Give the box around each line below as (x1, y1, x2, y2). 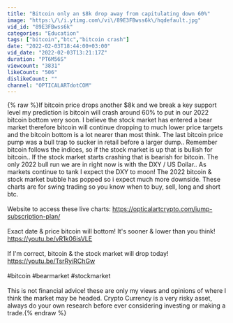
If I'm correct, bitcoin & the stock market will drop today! (7, 250, 169, 258)
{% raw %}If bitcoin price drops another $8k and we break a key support (7, 101, 218, 109)
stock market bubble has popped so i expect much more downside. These (7, 175, 221, 184)
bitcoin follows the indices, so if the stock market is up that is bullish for (7, 145, 213, 154)
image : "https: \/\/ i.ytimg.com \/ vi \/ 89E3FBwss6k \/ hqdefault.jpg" (7, 17, 201, 24)
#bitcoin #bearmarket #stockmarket (7, 272, 111, 280)
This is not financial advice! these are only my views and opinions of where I (7, 287, 227, 295)
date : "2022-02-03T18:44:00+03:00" (7, 43, 111, 50)
